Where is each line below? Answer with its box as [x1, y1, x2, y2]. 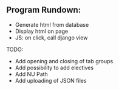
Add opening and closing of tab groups [15, 57, 114, 64]
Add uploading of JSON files [15, 77, 87, 84]
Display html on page [15, 27, 69, 35]
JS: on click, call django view [15, 33, 88, 41]
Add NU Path [15, 70, 49, 78]
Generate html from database [15, 21, 89, 28]
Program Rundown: [6, 5, 81, 15]
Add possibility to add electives [15, 64, 94, 71]
